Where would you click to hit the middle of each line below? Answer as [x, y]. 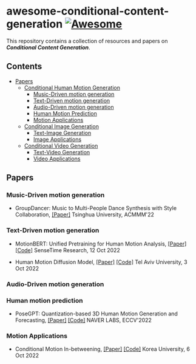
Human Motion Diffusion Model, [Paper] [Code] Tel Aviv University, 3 [101, 262]
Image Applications [57, 139]
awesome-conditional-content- [88, 11]
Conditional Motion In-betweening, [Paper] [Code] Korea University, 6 [102, 349]
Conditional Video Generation [61, 146]
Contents [24, 67]
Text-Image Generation [62, 132]
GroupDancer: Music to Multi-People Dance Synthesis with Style [96, 208]
